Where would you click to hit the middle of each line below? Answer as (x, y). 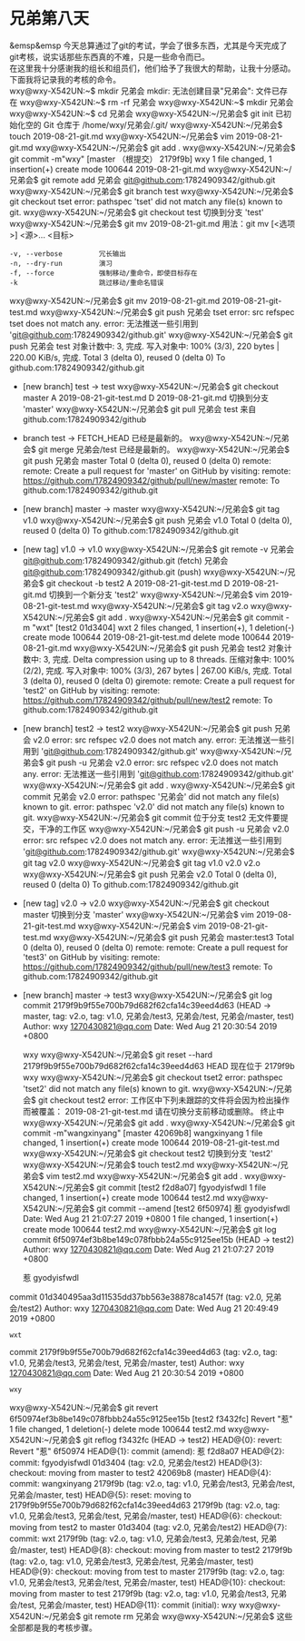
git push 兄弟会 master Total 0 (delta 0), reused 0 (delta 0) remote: (147, 460)
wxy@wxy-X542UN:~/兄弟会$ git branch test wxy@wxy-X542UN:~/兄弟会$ (152, 191)
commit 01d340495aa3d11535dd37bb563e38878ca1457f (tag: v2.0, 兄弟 (146, 1297)
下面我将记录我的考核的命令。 (65, 79)
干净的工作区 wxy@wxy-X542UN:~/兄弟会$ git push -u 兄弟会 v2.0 (164, 829)
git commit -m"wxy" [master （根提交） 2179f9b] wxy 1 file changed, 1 (141, 159)
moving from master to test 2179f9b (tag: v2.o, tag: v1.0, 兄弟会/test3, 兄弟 (148, 1593)
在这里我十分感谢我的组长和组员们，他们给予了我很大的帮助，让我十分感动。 (152, 68)
